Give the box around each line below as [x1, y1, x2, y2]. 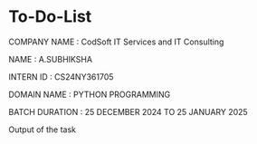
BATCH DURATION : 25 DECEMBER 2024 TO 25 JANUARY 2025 [8, 106, 248, 117]
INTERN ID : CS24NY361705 [8, 71, 114, 82]
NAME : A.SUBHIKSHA [8, 53, 92, 64]
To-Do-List [8, 6, 92, 27]
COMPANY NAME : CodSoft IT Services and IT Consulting [8, 36, 224, 47]
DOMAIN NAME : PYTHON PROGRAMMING [8, 89, 171, 100]
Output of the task [8, 124, 76, 135]
